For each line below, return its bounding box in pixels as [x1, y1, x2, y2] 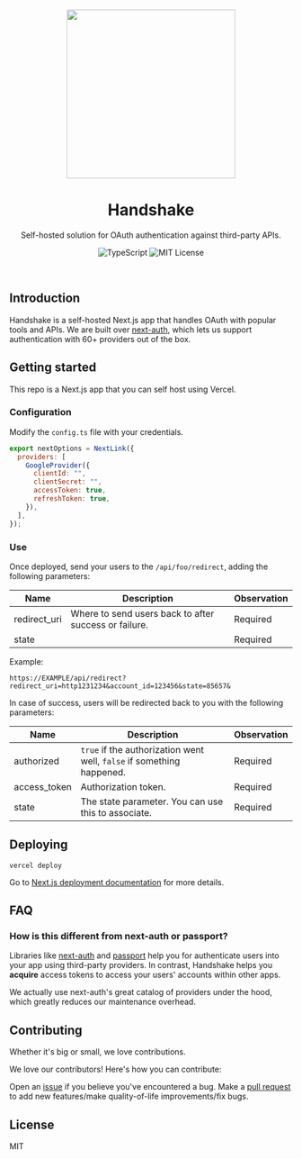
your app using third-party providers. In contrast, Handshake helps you [9, 960, 273, 971]
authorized [13, 755, 60, 767]
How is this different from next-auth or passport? [9, 930, 228, 943]
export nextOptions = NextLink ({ [9, 444, 135, 453]
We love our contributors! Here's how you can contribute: [9, 1064, 222, 1075]
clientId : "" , [32, 469, 87, 478]
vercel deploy [9, 861, 63, 870]
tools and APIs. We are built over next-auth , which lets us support [9, 324, 253, 335]
